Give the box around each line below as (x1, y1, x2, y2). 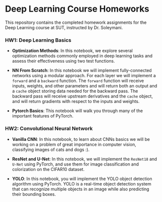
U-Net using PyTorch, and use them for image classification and (12, 161, 139, 167)
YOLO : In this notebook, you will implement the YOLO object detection (12, 176, 152, 182)
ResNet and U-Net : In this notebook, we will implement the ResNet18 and (12, 156, 157, 162)
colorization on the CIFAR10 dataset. (12, 166, 85, 172)
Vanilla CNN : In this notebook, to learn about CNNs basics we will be (12, 136, 150, 142)
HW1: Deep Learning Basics (5, 36, 72, 43)
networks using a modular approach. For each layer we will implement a (12, 73, 156, 79)
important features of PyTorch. (12, 113, 74, 119)
